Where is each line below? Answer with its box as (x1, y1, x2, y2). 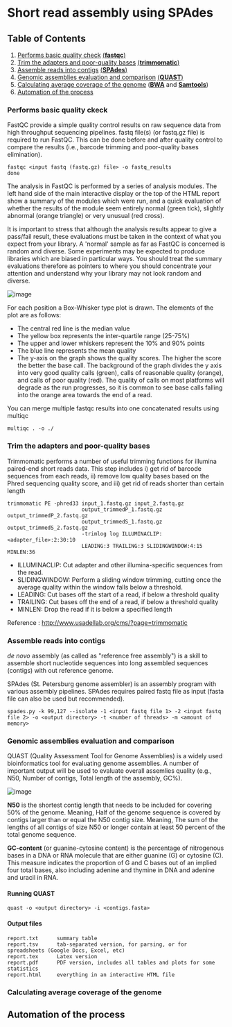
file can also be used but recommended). (7, 694, 125, 703)
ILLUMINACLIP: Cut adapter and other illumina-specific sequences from (17, 560, 223, 569)
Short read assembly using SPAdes (7, 5, 213, 21)
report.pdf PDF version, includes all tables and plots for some (7, 959, 215, 966)
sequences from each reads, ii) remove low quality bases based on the (7, 471, 210, 480)
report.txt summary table (7, 935, 98, 942)
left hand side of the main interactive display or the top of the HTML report (7, 190, 220, 198)
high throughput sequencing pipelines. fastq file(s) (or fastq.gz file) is (7, 128, 206, 137)
